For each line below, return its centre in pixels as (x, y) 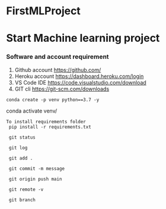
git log (18, 148)
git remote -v (26, 189)
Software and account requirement (58, 57)
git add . (21, 158)
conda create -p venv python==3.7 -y (53, 99)
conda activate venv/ (32, 111)
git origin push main (35, 179)
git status (22, 137)
